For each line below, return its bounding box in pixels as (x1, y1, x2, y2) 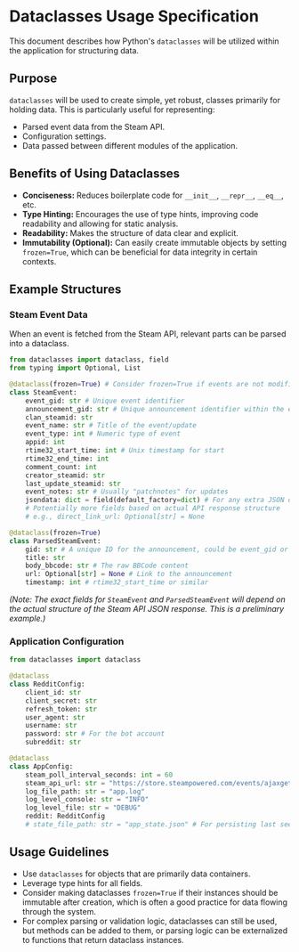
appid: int (25, 438, 66, 447)
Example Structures (9, 281, 122, 297)
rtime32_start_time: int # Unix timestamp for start (25, 446, 225, 455)
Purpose (9, 71, 58, 86)
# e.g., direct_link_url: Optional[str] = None (25, 512, 205, 521)
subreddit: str (25, 737, 82, 747)
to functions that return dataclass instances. (21, 934, 184, 945)
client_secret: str (25, 696, 98, 705)
